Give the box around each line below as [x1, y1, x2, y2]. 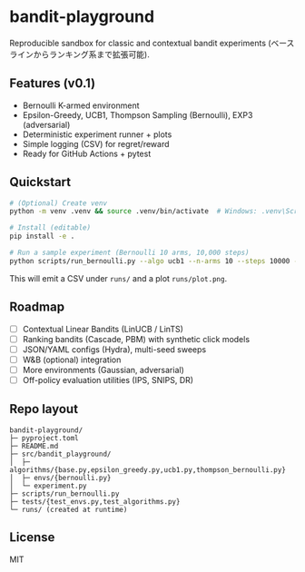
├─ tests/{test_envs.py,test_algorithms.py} [9, 497, 181, 506]
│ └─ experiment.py [9, 481, 88, 490]
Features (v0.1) [9, 75, 96, 92]
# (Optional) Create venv [9, 198, 107, 208]
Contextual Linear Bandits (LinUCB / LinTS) [22, 323, 184, 334]
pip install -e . [9, 232, 75, 242]
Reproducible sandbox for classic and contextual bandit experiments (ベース [9, 37, 295, 48]
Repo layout [9, 401, 79, 417]
